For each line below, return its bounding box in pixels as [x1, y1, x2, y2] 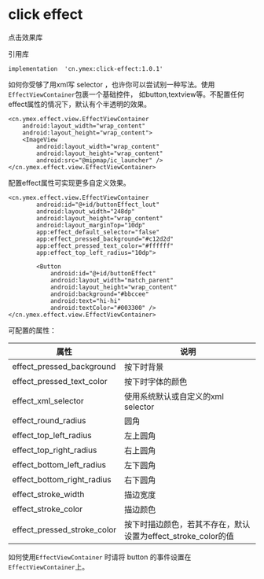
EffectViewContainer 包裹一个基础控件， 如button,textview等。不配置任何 [8, 89, 245, 99]
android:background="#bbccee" [49, 289, 149, 298]
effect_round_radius [12, 415, 86, 426]
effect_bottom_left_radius [12, 459, 106, 470]
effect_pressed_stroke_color [12, 524, 117, 535]
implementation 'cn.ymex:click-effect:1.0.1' [8, 65, 163, 72]
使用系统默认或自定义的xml [124, 391, 224, 402]
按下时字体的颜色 [124, 376, 188, 387]
